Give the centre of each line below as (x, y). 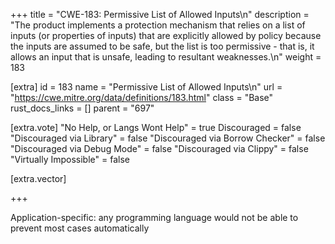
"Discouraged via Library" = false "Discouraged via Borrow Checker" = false (168, 138)
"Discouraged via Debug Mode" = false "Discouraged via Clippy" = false (159, 148)
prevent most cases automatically (80, 228)
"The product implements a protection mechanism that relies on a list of (158, 25)
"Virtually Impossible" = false (70, 159)
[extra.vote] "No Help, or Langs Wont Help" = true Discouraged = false (156, 127)
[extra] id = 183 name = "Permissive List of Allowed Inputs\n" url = (146, 87)
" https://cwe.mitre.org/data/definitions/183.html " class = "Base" (142, 97)
